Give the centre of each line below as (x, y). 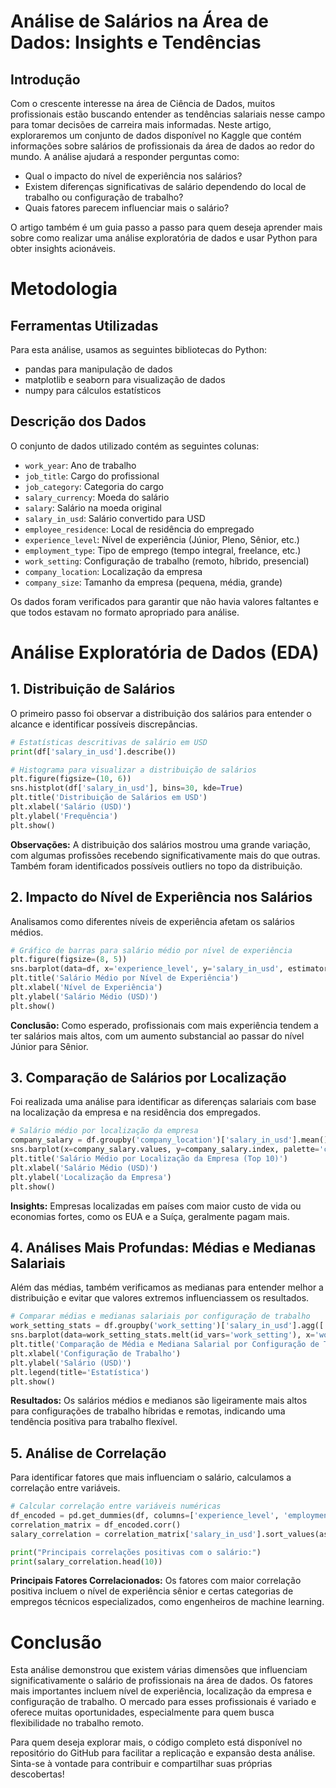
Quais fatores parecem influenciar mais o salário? (127, 208)
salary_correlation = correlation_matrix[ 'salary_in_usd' (133, 1534)
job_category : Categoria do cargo (94, 486)
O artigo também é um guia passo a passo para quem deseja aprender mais (166, 227)
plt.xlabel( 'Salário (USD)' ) (71, 807)
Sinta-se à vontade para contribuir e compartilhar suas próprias (141, 1764)
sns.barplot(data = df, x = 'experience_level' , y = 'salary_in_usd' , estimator (169, 969)
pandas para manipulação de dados (98, 369)
